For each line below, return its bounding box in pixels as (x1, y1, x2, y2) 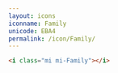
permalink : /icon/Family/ (8, 34, 95, 43)
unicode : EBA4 (8, 27, 57, 35)
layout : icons (8, 11, 57, 20)
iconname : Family (8, 19, 67, 28)
